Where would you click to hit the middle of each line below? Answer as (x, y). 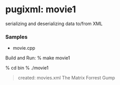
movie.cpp (24, 48)
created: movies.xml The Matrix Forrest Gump (66, 78)
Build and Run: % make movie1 (38, 58)
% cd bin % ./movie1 (27, 68)
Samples (16, 37)
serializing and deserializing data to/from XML (54, 24)
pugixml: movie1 (41, 9)
